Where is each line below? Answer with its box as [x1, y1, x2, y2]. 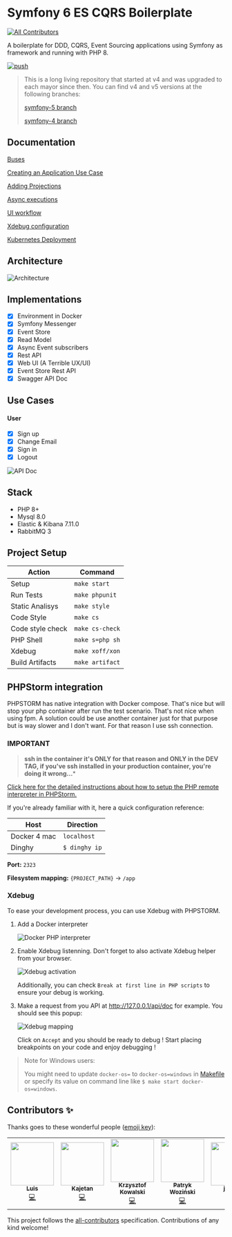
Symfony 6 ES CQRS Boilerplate [7, 5, 193, 21]
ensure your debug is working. [17, 988, 105, 996]
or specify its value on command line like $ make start [23, 1077, 180, 1085]
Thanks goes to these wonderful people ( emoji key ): [7, 1122, 156, 1131]
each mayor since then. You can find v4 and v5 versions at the [23, 82, 202, 90]
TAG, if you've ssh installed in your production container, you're [23, 762, 212, 770]
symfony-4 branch [23, 116, 77, 125]
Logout [17, 452, 38, 461]
